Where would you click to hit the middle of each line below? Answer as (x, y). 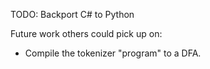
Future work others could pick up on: (86, 33)
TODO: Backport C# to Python (72, 14)
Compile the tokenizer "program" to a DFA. (113, 53)
